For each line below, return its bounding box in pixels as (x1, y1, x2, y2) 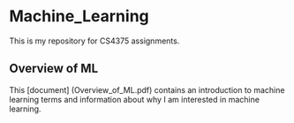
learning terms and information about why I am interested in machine (9, 94, 260, 104)
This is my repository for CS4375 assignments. (9, 35, 180, 46)
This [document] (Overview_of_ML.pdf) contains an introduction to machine (9, 84, 285, 95)
